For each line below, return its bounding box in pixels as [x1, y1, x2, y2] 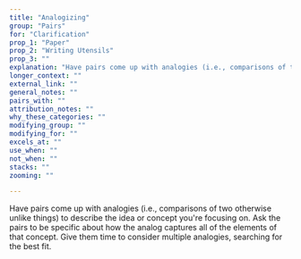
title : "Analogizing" [9, 13, 90, 22]
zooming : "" [9, 171, 54, 180]
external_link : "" [9, 79, 78, 88]
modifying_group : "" [9, 121, 87, 130]
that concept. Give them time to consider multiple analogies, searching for [9, 231, 283, 242]
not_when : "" [9, 154, 58, 163]
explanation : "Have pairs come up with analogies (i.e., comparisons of [9, 63, 287, 72]
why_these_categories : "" [9, 113, 106, 121]
